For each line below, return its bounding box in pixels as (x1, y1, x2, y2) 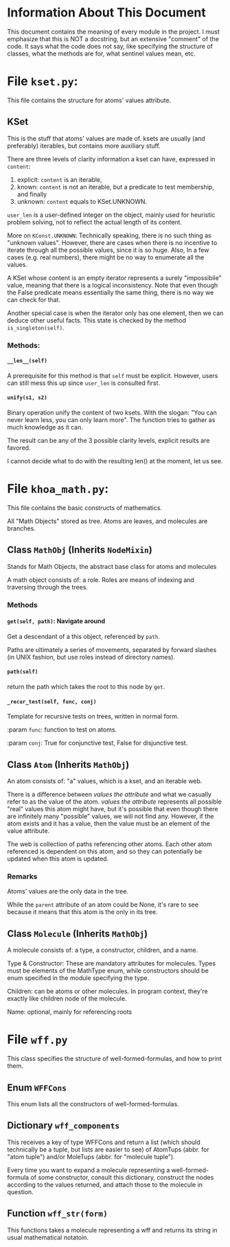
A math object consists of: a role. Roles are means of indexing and (7, 575, 194, 584)
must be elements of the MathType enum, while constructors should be (7, 966, 209, 975)
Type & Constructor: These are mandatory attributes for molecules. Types (7, 959, 216, 968)
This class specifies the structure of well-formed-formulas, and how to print (7, 1055, 222, 1063)
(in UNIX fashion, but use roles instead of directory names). (7, 653, 175, 661)
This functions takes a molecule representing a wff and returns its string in (7, 1226, 218, 1234)
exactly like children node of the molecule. (7, 994, 127, 1003)
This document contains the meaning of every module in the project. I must (7, 27, 220, 36)
